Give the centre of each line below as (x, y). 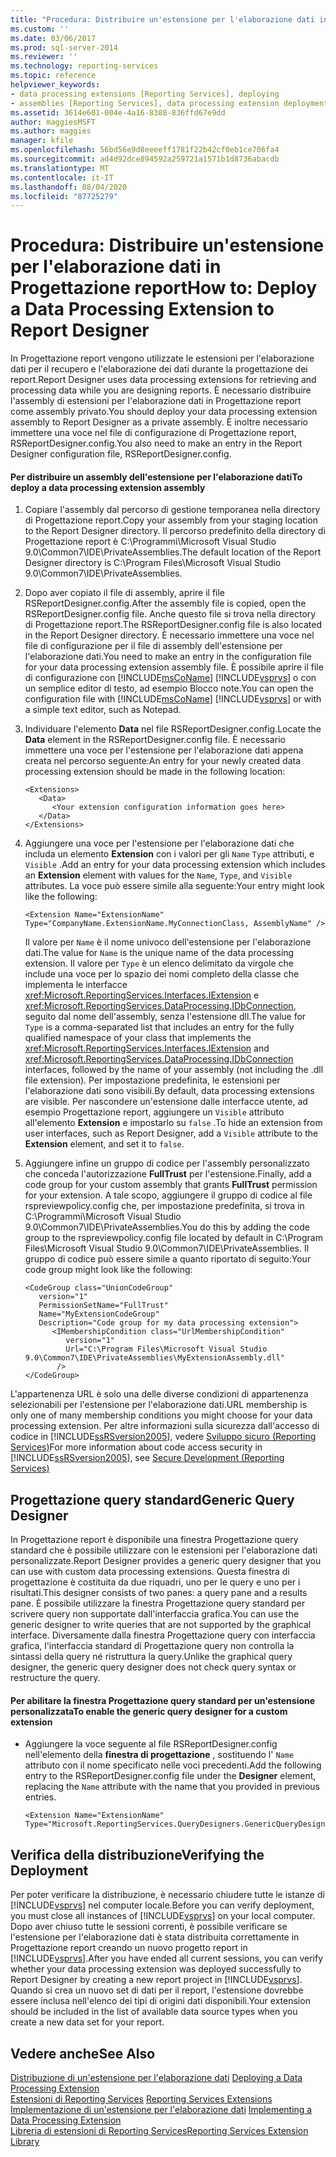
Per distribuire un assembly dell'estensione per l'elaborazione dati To (156, 477)
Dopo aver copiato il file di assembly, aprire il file (125, 593)
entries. (40, 1797)
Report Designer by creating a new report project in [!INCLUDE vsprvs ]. (156, 1980)
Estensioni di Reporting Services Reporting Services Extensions (141, 2099)
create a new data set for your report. (87, 2022)
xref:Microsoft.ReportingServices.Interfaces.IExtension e (142, 995)
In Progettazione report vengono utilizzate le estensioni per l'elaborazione (162, 358)
